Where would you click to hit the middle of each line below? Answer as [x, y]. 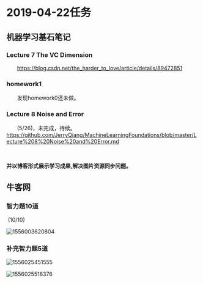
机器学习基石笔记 [39, 37]
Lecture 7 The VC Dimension [50, 54]
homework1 [24, 84]
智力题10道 [22, 206]
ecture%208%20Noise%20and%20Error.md [63, 142]
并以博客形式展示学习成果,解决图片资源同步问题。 [69, 166]
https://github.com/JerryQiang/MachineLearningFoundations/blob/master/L [102, 135]
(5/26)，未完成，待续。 [46, 128]
